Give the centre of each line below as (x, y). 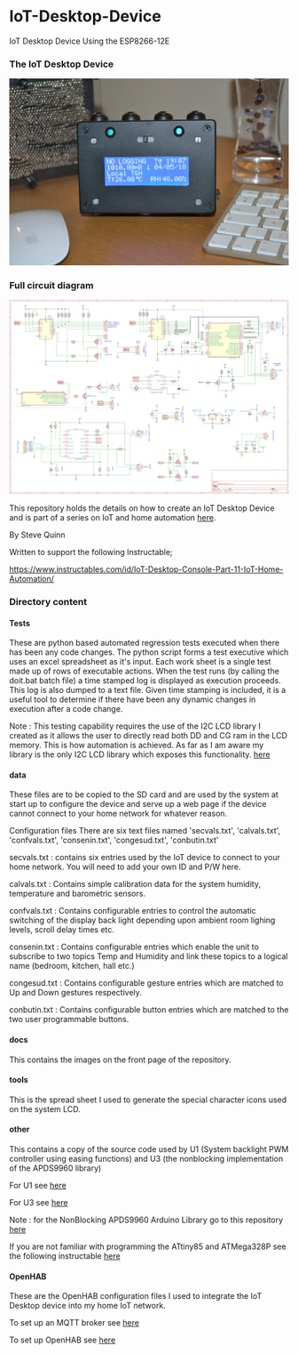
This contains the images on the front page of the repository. (120, 1060)
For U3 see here (39, 1203)
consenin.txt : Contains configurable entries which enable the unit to (134, 947)
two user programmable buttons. (69, 1020)
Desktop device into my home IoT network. (87, 1306)
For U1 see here (38, 1186)
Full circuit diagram (51, 285)
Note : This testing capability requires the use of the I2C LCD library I (135, 726)
